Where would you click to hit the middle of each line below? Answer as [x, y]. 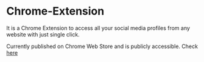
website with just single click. [43, 34]
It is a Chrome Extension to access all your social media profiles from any [98, 28]
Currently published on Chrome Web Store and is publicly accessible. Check [102, 46]
